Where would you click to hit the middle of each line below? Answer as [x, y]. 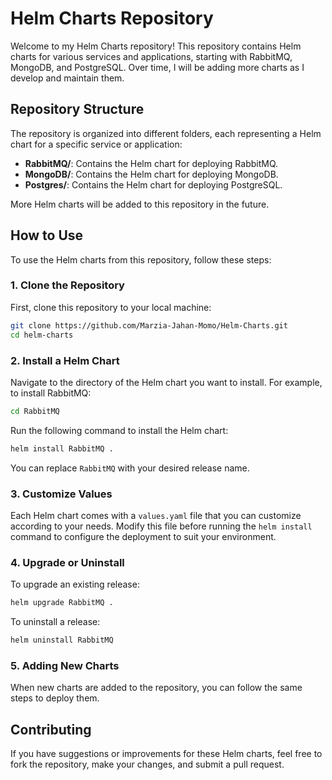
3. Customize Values [61, 494]
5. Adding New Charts [65, 665]
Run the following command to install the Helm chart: [119, 430]
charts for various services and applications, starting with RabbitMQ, [151, 56]
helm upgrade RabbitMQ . [62, 603]
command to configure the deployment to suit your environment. [143, 536]
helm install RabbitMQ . [62, 448]
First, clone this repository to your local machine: [111, 307]
